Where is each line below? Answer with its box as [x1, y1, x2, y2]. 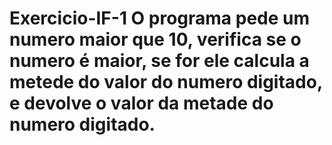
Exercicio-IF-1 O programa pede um [9, 7, 311, 30]
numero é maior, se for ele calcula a [9, 50, 310, 72]
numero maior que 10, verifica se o [9, 28, 302, 51]
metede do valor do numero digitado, [9, 71, 323, 94]
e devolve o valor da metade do [9, 92, 274, 115]
